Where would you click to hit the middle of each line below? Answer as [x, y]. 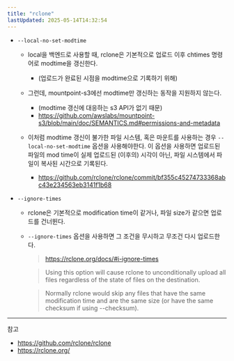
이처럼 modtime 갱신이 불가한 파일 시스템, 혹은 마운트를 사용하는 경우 [122, 137]
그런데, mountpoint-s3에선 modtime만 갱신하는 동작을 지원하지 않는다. [124, 93]
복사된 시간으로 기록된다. [74, 163]
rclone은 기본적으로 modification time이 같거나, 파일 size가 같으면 [118, 213]
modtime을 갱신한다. [69, 63]
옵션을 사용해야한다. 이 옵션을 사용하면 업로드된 [156, 146]
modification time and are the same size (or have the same [129, 300]
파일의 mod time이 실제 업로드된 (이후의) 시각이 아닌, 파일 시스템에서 [121, 155]
